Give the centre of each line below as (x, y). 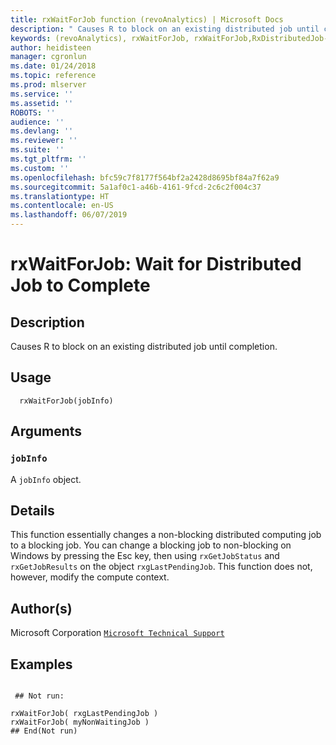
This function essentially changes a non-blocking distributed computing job (166, 535)
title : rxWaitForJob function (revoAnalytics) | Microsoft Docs (147, 19)
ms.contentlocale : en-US (62, 206)
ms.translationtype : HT (60, 196)
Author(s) (41, 608)
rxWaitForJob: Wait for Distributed (156, 264)
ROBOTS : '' (33, 112)
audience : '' (37, 122)
